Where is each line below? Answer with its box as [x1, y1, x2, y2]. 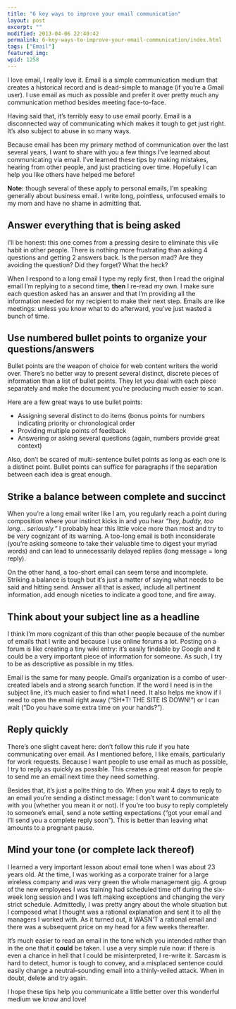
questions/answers [7, 343, 95, 355]
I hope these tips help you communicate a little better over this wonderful [7, 987, 220, 996]
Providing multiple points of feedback [17, 427, 127, 435]
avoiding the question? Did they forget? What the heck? [7, 260, 168, 269]
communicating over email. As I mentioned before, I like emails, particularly [7, 750, 225, 758]
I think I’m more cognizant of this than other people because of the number [7, 630, 225, 638]
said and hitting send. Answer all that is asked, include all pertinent [7, 583, 201, 592]
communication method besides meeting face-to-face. [7, 98, 167, 106]
